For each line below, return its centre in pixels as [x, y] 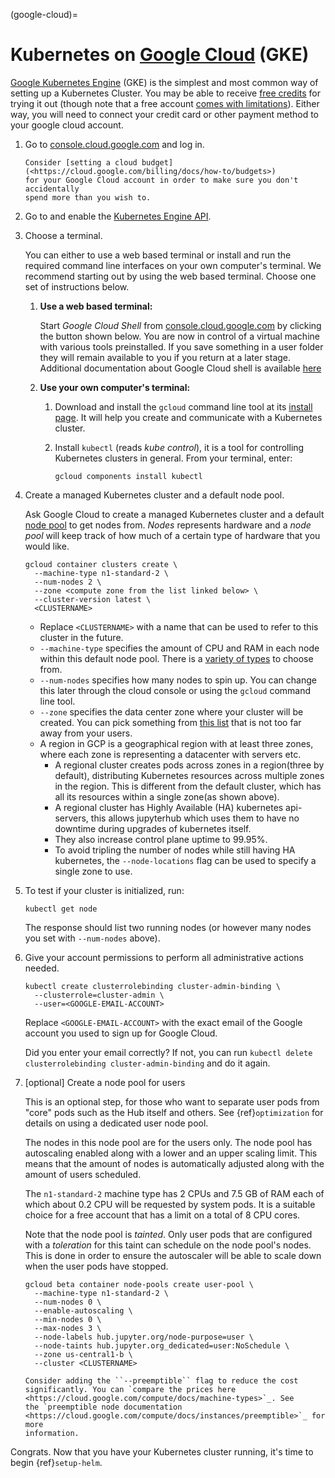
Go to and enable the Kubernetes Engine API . [118, 216]
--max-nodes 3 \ [68, 1328]
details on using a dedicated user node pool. [116, 1123]
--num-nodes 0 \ [68, 1302]
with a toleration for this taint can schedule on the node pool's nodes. [168, 1245]
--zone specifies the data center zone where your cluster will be [171, 711]
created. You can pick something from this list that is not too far [170, 722]
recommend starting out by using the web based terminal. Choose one [170, 276]
